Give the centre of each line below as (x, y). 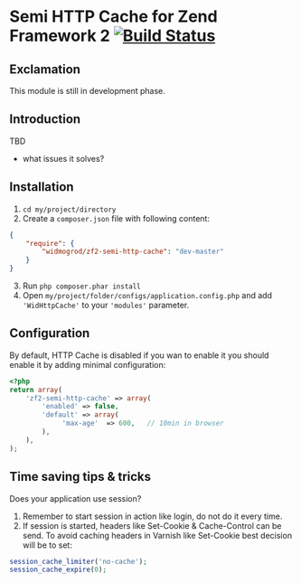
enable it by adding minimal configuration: (88, 364)
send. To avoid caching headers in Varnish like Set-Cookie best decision (157, 535)
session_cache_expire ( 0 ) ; (58, 570)
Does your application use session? (75, 498)
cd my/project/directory (69, 210)
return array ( (36, 390)
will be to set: (47, 545)
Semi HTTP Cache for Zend (114, 17)
